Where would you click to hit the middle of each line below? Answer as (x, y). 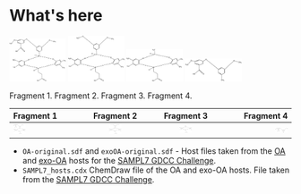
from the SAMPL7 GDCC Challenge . (88, 179)
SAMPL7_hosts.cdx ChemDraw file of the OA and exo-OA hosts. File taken (155, 170)
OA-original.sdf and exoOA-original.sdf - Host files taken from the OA (154, 151)
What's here (56, 16)
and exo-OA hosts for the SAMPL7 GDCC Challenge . (119, 160)
